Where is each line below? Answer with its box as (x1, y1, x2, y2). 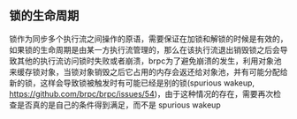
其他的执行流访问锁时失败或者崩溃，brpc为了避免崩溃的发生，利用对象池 (16, 56, 282, 66)
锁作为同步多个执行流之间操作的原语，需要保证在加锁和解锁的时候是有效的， (9, 33, 288, 44)
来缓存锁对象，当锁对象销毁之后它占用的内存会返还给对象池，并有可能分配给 (9, 66, 288, 77)
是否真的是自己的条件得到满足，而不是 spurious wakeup (16, 100, 221, 110)
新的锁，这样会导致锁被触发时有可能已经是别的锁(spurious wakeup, (9, 78, 255, 88)
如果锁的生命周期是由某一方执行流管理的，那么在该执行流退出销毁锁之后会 (9, 44, 280, 55)
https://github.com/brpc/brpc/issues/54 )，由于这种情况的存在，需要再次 (9, 88, 274, 99)
